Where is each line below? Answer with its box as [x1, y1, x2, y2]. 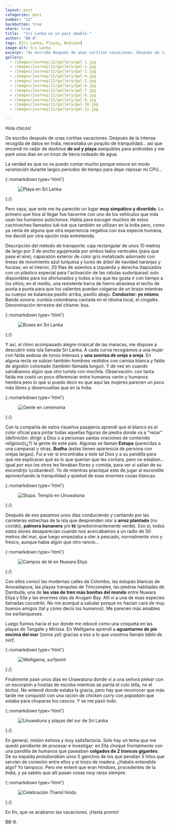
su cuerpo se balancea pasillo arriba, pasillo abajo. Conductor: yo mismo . [5, 291, 160, 297]
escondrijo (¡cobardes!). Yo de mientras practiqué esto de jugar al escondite [5, 467, 164, 473]
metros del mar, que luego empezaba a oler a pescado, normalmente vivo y [5, 534, 163, 539]
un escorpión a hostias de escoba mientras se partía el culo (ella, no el [5, 682, 153, 688]
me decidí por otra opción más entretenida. [5, 233, 95, 239]
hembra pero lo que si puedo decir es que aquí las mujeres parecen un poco [5, 379, 164, 385]
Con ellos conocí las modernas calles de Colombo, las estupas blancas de [5, 578, 160, 585]
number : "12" [5, 17, 33, 22]
